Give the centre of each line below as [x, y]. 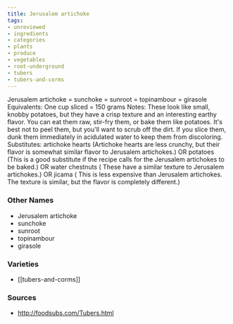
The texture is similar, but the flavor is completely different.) [94, 182]
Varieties [23, 264]
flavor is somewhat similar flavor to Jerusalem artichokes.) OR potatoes [111, 152]
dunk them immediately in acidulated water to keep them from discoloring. [115, 137]
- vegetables [26, 60]
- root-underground [36, 66]
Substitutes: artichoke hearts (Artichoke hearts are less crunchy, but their [114, 145]
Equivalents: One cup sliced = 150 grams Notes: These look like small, [109, 107]
